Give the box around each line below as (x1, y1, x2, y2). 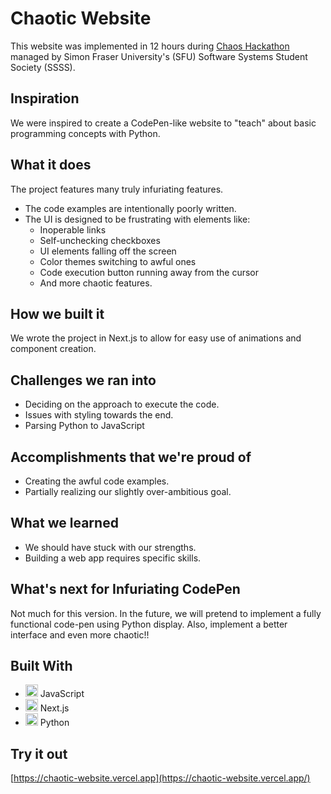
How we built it (10, 305, 105, 322)
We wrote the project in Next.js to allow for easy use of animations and (10, 332, 302, 344)
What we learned (10, 515, 119, 532)
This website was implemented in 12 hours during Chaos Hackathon (10, 40, 290, 52)
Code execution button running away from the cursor (39, 266, 259, 278)
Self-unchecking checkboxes (39, 234, 161, 246)
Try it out (10, 745, 68, 762)
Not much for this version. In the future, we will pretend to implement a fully (10, 607, 322, 619)
